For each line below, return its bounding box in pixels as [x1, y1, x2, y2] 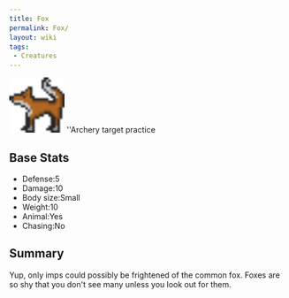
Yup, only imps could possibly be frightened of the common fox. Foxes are [9, 270, 280, 280]
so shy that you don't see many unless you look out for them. [9, 279, 232, 289]
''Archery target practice [65, 125, 156, 135]
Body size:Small [21, 192, 81, 202]
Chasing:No [21, 220, 65, 231]
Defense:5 [21, 173, 60, 184]
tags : [9, 42, 29, 51]
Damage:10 [21, 182, 64, 194]
